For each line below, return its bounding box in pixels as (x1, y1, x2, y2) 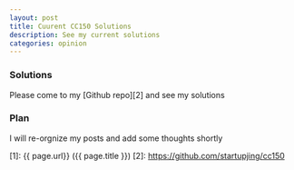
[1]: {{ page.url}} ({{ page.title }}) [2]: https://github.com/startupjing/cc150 (9, 150, 286, 161)
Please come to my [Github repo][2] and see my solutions (9, 89, 225, 100)
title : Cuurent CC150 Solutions (9, 22, 132, 31)
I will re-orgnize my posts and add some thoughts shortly (9, 133, 223, 144)
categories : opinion (9, 38, 88, 48)
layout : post (9, 13, 59, 23)
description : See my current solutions (9, 30, 161, 39)
